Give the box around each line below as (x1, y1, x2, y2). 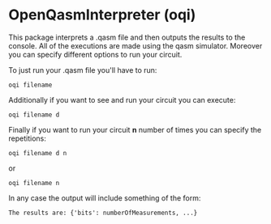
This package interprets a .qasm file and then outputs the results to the (8, 32, 246, 42)
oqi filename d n (8, 149, 67, 157)
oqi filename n (8, 179, 60, 187)
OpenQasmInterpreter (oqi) (8, 6, 196, 24)
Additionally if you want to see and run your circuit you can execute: (8, 95, 236, 104)
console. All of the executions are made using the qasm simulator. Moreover (8, 40, 263, 50)
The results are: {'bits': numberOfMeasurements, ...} (8, 209, 198, 217)
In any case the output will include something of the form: (8, 192, 201, 203)
